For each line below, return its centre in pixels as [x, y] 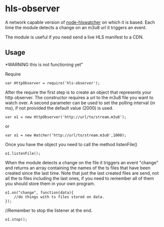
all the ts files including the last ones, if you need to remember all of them [80, 178]
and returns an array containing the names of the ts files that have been [78, 168]
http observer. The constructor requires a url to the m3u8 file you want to [79, 97]
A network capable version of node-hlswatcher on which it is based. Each [80, 22]
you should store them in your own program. [50, 184]
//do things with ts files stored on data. [59, 197]
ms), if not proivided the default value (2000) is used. [59, 108]
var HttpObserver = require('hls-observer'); [52, 83]
